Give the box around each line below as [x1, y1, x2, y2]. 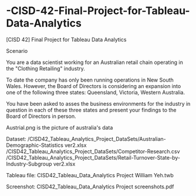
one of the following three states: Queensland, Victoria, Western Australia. [6, 89, 185, 96]
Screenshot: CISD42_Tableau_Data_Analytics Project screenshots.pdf [6, 183, 174, 190]
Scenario [6, 47, 28, 54]
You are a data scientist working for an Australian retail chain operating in [6, 59, 183, 66]
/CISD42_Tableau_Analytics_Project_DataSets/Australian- [27, 135, 166, 142]
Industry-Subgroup [6, 160, 52, 167]
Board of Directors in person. [6, 113, 76, 120]
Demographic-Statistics [6, 141, 63, 148]
